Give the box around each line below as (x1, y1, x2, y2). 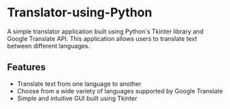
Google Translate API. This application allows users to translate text (7, 34, 197, 42)
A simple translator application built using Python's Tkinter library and (7, 27, 204, 35)
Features (7, 61, 46, 73)
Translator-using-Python (7, 5, 153, 20)
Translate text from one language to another (16, 80, 142, 88)
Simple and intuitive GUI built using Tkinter (16, 94, 138, 102)
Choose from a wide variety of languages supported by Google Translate (16, 87, 223, 95)
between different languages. (7, 42, 90, 50)
